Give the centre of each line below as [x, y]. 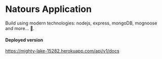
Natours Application [49, 9]
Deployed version [24, 40]
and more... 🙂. [20, 28]
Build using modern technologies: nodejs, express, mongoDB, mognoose [81, 23]
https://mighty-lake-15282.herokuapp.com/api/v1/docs [63, 51]
